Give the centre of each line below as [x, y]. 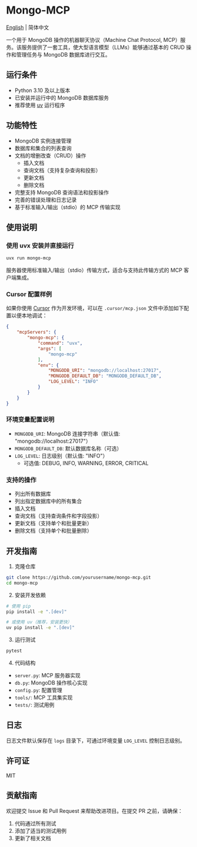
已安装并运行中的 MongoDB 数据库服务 [62, 97]
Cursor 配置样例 [29, 294]
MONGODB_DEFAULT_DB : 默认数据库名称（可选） [68, 448]
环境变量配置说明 [30, 420]
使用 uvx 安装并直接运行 [40, 245]
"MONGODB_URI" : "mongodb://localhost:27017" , [105, 371]
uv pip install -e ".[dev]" [41, 628]
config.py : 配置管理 [39, 690]
